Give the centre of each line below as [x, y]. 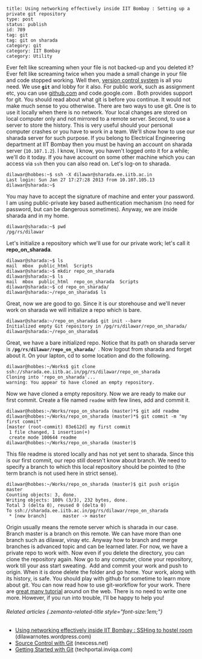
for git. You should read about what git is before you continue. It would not [99, 99]
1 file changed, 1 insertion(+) [49, 432]
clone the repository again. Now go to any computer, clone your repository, [99, 559]
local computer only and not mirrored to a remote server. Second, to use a [98, 119]
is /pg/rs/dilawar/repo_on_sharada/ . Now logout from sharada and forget [99, 349]
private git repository [36, 14]
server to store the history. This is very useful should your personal [90, 125]
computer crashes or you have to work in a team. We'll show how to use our [101, 132]
